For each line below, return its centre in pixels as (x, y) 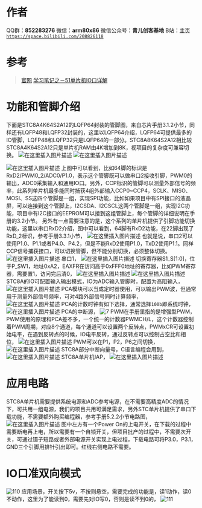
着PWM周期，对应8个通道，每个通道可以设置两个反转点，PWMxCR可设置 (98, 327)
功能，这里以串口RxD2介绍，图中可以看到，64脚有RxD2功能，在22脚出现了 (100, 228)
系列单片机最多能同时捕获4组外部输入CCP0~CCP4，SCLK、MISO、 (106, 190)
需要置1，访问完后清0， (46, 273)
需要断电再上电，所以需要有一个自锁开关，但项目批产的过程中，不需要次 (96, 431)
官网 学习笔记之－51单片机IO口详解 (64, 80)
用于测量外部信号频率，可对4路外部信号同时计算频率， (74, 296)
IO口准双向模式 (44, 473)
